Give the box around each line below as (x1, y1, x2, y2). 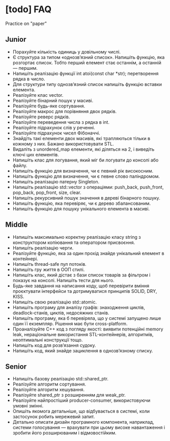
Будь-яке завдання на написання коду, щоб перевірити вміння (12, 283, 150, 289)
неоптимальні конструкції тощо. (12, 337, 83, 343)
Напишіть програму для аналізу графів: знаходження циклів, (12, 304, 145, 310)
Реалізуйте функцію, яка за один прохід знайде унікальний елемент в (12, 250, 164, 256)
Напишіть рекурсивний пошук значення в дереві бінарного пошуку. (12, 195, 160, 201)
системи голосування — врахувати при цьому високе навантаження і (12, 424, 165, 431)
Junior (5, 35, 26, 44)
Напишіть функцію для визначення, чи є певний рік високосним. (12, 168, 154, 174)
